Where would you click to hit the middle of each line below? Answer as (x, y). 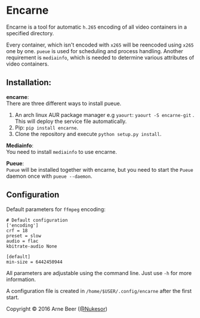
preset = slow (24, 236)
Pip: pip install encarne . (47, 127)
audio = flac (22, 241)
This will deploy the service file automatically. (71, 121)
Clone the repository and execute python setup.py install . (88, 134)
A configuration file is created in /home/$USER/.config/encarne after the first (99, 291)
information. (21, 279)
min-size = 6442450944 (34, 262)
